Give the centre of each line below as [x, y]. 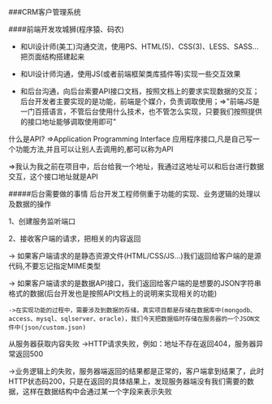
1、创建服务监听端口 [42, 221]
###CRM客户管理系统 [45, 12]
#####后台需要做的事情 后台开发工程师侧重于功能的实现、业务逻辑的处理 [131, 194]
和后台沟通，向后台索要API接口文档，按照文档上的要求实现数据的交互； [140, 91]
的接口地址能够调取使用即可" [68, 122]
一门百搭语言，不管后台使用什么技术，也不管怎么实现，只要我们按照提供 [141, 111]
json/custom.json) [55, 328]
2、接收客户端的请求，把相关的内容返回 [75, 239]
